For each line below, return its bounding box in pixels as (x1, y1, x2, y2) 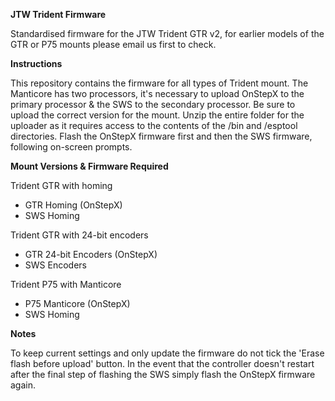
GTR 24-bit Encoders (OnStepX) (24, 249, 158, 260)
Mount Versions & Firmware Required (10, 160, 169, 172)
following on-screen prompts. (10, 141, 133, 153)
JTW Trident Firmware (10, 9, 107, 20)
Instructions (10, 58, 63, 69)
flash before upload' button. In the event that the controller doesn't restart (10, 358, 315, 369)
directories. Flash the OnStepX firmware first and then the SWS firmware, (10, 130, 313, 142)
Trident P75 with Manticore (10, 279, 122, 290)
